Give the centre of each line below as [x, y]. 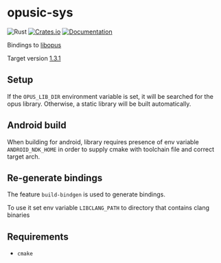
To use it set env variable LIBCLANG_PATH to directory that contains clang [108, 208]
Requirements [38, 237]
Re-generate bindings [55, 178]
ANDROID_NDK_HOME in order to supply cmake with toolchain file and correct [111, 149]
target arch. [24, 157]
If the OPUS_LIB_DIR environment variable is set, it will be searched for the [110, 96]
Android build [37, 125]
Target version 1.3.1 [34, 58]
